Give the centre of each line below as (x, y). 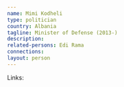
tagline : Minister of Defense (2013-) (62, 33)
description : (26, 39)
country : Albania (32, 26)
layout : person (29, 58)
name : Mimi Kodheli (35, 13)
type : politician (32, 20)
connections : (26, 52)
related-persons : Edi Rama (46, 45)
